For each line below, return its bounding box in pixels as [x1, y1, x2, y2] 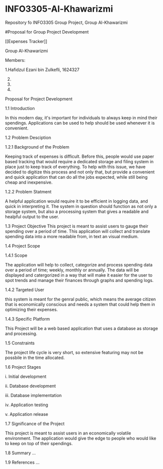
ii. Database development [5, 383, 56, 389]
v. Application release [5, 411, 49, 417]
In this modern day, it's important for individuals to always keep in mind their [5, 114, 158, 120]
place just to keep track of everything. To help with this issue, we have [5, 164, 146, 169]
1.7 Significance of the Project [5, 420, 65, 427]
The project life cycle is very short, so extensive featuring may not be [5, 349, 144, 355]
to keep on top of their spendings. [5, 440, 73, 446]
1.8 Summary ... [5, 450, 36, 456]
